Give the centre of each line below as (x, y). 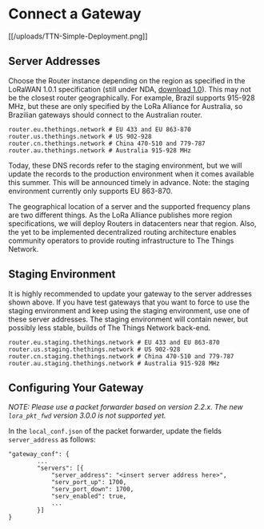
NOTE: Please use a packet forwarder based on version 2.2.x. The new (126, 407)
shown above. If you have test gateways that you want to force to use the (129, 302)
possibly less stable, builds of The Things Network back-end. (109, 327)
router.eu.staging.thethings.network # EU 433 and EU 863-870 (114, 342)
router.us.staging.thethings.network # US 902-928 (94, 349)
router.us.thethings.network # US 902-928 (80, 136)
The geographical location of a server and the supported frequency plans (129, 206)
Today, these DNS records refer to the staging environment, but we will (125, 165)
